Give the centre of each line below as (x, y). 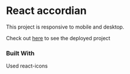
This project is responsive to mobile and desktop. (65, 27)
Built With (20, 53)
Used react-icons (27, 66)
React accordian (46, 11)
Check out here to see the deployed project (58, 38)
